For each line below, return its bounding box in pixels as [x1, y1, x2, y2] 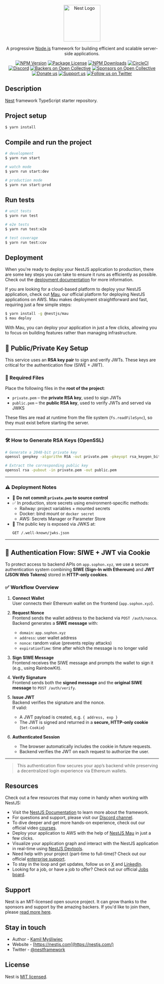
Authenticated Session [12, 734, 60, 739]
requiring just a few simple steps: [5, 302, 72, 307]
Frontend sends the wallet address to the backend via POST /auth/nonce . [12, 615, 158, 621]
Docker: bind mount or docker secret [19, 511, 95, 517]
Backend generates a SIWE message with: [12, 620, 99, 626]
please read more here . [5, 909, 52, 915]
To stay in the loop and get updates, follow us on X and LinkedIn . [12, 861, 143, 867]
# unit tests [5, 209, 32, 214]
